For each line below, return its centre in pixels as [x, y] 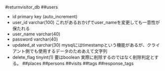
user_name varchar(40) [36, 34]
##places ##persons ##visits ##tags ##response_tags [78, 63]
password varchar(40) [35, 39]
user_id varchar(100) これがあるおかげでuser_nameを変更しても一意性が [86, 22]
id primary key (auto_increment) [45, 16]
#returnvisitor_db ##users [32, 7]
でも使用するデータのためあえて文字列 [68, 51]
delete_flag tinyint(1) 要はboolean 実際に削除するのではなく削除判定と [83, 57]
